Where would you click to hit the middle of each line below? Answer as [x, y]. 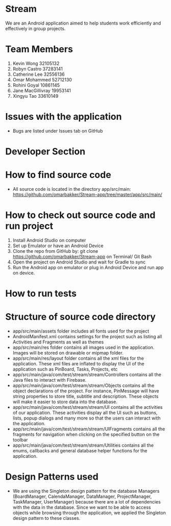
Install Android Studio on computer [49, 240]
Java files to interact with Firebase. [50, 380]
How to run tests [41, 293]
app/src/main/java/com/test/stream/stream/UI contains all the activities [88, 407]
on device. [24, 273]
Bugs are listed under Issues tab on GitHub [58, 130]
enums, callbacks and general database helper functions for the [80, 451]
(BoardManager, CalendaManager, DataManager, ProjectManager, [82, 496]
